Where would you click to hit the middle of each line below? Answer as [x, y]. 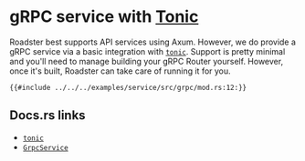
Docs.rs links [47, 116]
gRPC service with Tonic [104, 17]
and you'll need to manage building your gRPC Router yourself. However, [147, 61]
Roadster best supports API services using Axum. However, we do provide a [153, 42]
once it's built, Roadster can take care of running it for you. [120, 71]
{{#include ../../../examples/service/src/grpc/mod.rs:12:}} [128, 87]
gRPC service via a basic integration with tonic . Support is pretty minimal [147, 51]
